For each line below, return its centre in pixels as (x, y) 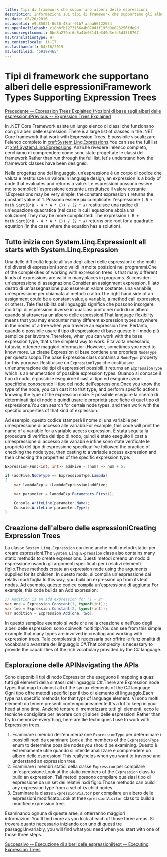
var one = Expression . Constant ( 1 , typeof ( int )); (56, 604)
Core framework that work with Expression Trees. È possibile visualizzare (80, 137)
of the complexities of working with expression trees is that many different (81, 272)
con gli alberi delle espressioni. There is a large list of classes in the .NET (79, 132)
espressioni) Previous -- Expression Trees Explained (58, 117)
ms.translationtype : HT (30, 38)
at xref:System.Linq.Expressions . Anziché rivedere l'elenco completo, (76, 147)
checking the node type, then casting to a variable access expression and (81, 452)
